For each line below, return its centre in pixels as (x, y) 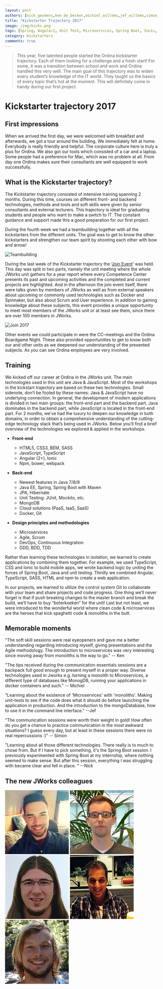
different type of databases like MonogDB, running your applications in (76, 681)
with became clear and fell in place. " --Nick (49, 766)
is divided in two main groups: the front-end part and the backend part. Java (81, 403)
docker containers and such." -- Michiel (45, 686)
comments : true (20, 41)
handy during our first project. (47, 86)
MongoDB (29, 503)
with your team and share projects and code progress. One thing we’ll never (81, 592)
